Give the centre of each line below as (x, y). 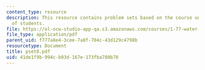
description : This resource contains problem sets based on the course (99, 18)
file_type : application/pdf (42, 35)
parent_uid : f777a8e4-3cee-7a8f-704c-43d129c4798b (72, 40)
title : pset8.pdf (28, 52)
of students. (28, 23)
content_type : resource (37, 12)
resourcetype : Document (37, 46)
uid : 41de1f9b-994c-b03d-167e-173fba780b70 (63, 57)
